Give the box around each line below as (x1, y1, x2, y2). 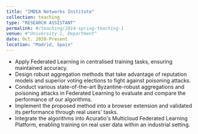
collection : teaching (6, 14, 60, 20)
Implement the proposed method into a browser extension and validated (14, 102, 193, 109)
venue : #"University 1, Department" (6, 31, 97, 37)
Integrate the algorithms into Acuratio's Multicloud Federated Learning (14, 114, 188, 122)
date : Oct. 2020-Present (6, 36, 68, 42)
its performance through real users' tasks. (14, 108, 118, 116)
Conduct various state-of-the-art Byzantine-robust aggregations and (14, 83, 185, 90)
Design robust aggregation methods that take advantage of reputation (14, 71, 187, 78)
